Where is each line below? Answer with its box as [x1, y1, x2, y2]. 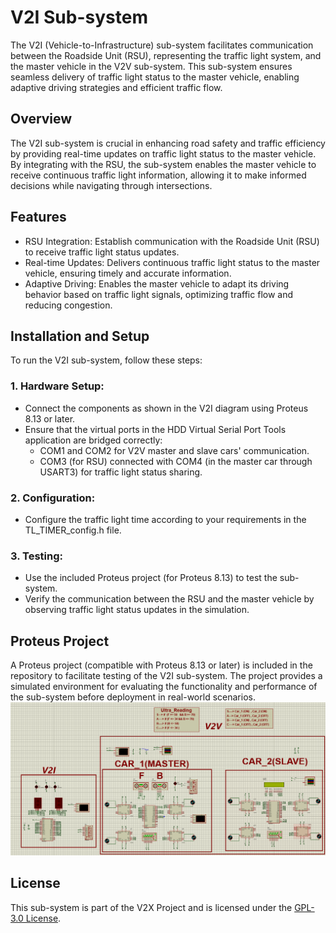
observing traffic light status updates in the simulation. [24, 604, 250, 616]
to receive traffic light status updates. [24, 246, 180, 258]
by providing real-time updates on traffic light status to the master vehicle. [10, 147, 317, 160]
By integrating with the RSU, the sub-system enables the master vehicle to [10, 158, 317, 170]
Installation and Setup [10, 327, 150, 345]
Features [10, 209, 67, 226]
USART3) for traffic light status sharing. [39, 466, 203, 478]
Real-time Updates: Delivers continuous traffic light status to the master [24, 256, 321, 268]
